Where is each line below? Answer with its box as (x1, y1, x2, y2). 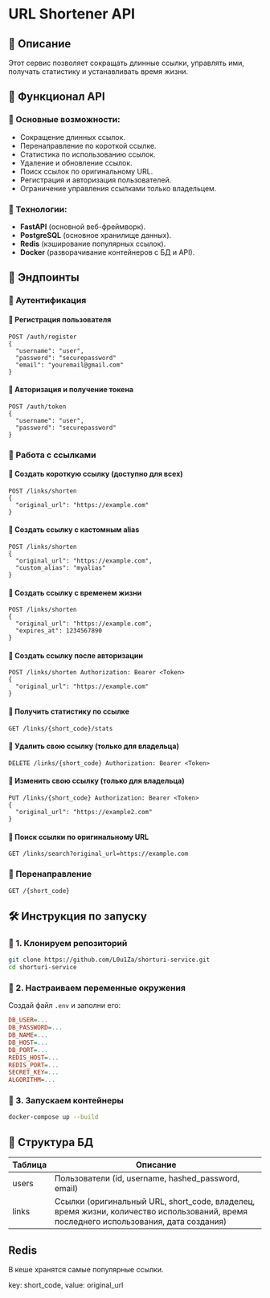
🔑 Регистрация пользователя (8, 314, 112, 324)
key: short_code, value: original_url (8, 1280, 124, 1290)
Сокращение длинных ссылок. (19, 132, 126, 141)
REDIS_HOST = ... (8, 1054, 59, 1062)
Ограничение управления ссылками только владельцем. (19, 183, 217, 193)
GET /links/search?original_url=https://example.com (8, 850, 189, 858)
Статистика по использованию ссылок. (19, 149, 156, 159)
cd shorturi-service (8, 964, 78, 972)
